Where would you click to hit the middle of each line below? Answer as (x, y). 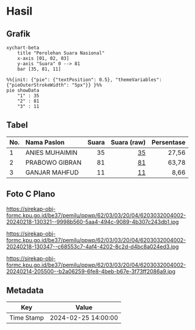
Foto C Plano (31, 194)
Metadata (25, 291)
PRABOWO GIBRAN (53, 162)
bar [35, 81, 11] (39, 69)
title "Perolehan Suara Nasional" (61, 53)
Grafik (18, 34)
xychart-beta (23, 48)
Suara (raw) (128, 142)
